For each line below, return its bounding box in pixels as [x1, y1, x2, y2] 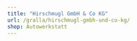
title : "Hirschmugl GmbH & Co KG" [7, 10, 109, 17]
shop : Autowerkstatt [7, 23, 68, 30]
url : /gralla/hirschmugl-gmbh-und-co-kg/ [7, 17, 131, 24]
